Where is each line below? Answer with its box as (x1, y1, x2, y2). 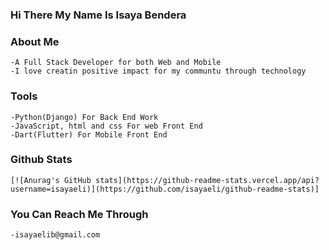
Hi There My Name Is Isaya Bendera (10, 8, 187, 22)
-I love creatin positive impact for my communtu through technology (10, 66, 307, 77)
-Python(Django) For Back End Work (10, 112, 159, 122)
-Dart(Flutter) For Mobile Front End (10, 129, 168, 140)
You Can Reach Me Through (10, 207, 149, 221)
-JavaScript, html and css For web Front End (10, 121, 203, 131)
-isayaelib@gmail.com (10, 230, 101, 240)
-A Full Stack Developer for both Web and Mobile (10, 58, 222, 68)
